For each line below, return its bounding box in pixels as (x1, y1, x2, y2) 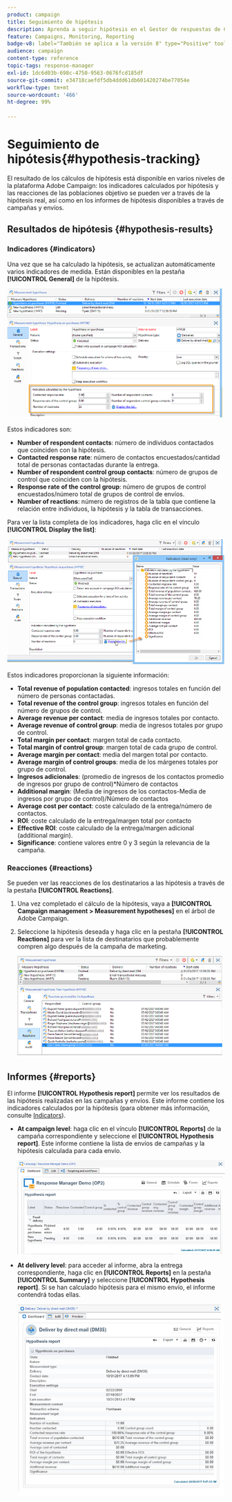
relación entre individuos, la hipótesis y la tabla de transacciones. (17, 505, 204, 513)
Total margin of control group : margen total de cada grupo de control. (17, 743, 218, 751)
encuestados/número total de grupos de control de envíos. (17, 489, 185, 498)
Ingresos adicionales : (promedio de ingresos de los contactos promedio (17, 773, 224, 781)
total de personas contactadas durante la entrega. (17, 460, 160, 469)
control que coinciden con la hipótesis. (17, 475, 128, 483)
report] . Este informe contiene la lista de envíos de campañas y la (17, 1139, 205, 1147)
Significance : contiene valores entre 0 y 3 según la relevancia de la (17, 838, 211, 847)
